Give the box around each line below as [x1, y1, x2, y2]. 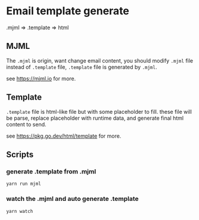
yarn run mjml [6, 181, 42, 187]
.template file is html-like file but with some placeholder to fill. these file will [6, 108, 192, 115]
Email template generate [6, 4, 130, 18]
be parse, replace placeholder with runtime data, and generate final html [6, 114, 184, 122]
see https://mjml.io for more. [6, 75, 76, 82]
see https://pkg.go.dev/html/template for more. [6, 132, 122, 140]
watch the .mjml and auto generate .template [6, 195, 139, 203]
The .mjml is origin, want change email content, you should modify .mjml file [6, 57, 194, 64]
